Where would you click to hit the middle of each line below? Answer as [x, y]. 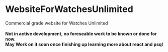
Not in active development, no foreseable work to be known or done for [81, 33]
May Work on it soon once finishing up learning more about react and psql [84, 44]
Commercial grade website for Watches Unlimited [57, 23]
